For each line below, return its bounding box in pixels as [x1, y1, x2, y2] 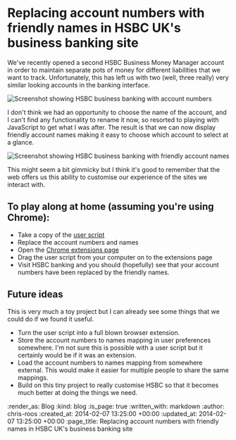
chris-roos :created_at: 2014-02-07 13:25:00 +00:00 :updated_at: [7, 409, 197, 417]
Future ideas [7, 288, 63, 300]
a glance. [7, 137, 35, 146]
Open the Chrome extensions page [17, 245, 120, 254]
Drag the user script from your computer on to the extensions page [17, 252, 213, 262]
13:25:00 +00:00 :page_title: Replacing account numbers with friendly [16, 417, 220, 425]
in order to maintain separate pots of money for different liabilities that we [7, 66, 221, 74]
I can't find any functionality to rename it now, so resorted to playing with [7, 115, 220, 124]
